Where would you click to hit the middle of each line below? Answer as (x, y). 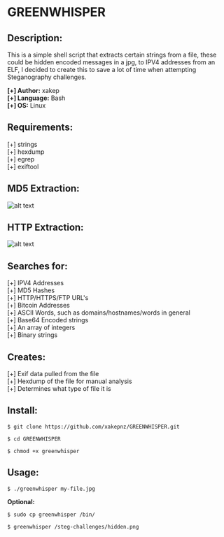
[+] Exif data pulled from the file (53, 374)
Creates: (27, 357)
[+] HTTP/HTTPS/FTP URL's (48, 298)
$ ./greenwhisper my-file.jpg (51, 489)
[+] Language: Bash (36, 98)
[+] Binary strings (33, 335)
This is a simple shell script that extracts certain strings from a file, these (112, 55)
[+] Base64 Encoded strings (48, 320)
